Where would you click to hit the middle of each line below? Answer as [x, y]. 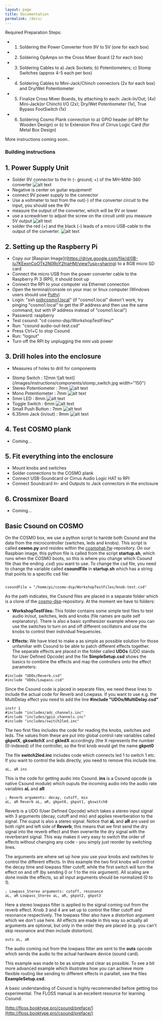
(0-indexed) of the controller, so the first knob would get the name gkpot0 [80, 746]
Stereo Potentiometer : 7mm [40, 388]
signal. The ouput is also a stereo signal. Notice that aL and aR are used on [80, 821]
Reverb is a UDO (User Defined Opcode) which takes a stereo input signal [79, 811]
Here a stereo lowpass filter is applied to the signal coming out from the [77, 905]
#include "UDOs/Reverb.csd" [34, 675]
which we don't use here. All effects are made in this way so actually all [77, 920]
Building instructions [30, 152]
